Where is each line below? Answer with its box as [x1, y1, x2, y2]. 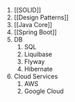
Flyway [24, 58, 45, 65]
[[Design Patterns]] [13, 13, 69, 22]
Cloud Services [13, 72, 58, 80]
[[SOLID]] [13, 6, 42, 14]
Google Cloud [24, 87, 64, 95]
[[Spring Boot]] [13, 28, 57, 36]
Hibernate [24, 65, 53, 73]
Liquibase [24, 50, 53, 58]
